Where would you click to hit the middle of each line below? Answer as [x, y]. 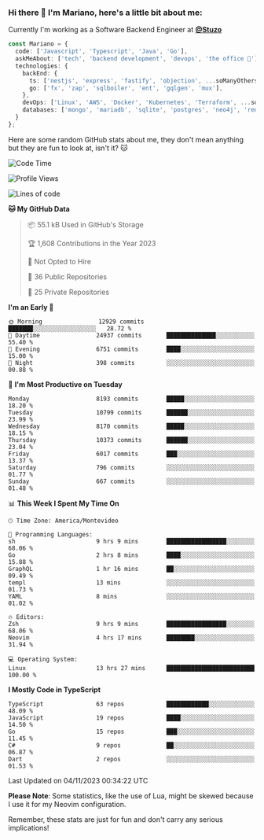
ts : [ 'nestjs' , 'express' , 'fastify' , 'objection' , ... [122, 81]
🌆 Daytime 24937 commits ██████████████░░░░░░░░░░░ [132, 335]
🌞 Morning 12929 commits [76, 322]
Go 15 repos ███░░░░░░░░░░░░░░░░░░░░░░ [132, 731]
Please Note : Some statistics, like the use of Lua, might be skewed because [131, 796]
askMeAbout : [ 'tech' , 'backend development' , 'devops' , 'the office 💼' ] [137, 59]
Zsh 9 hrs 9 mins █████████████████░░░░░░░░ [132, 624]
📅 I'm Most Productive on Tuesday [66, 384]
